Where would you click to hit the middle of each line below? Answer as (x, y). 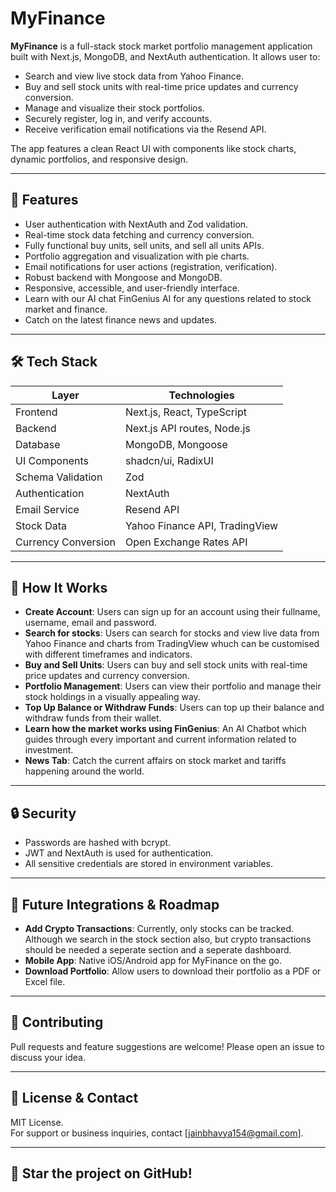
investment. (49, 750)
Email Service (47, 509)
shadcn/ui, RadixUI (169, 460)
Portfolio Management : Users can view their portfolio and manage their (173, 686)
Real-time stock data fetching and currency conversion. (139, 234)
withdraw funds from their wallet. (93, 718)
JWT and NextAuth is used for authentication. (119, 853)
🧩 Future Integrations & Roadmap (115, 904)
